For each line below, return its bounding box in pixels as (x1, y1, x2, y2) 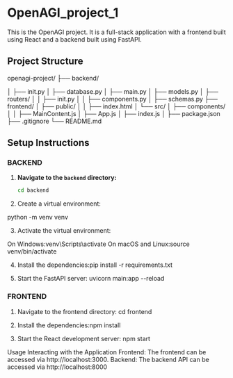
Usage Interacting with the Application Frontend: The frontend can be (7, 347, 207, 356)
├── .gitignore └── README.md (7, 117, 102, 125)
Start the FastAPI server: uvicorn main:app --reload (17, 274, 165, 283)
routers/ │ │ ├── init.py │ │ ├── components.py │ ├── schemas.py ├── (7, 94, 218, 103)
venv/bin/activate (7, 247, 57, 256)
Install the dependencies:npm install (17, 321, 121, 329)
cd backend (17, 187, 49, 194)
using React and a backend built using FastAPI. (7, 35, 143, 43)
